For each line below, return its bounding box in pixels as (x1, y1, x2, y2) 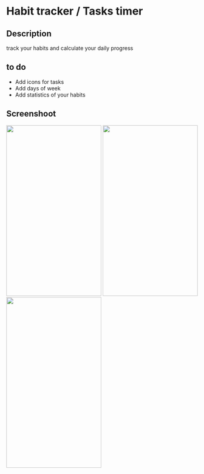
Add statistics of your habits (15, 91, 86, 98)
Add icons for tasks (15, 78, 64, 86)
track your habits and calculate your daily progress (6, 44, 134, 52)
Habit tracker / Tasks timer (6, 4, 143, 18)
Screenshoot (6, 109, 56, 119)
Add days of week (15, 84, 61, 92)
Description (6, 29, 52, 39)
